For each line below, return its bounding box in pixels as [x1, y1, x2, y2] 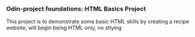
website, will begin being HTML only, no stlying [6, 24, 122, 31]
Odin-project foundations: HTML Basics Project [6, 5, 146, 13]
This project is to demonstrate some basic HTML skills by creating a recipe [6, 18, 190, 25]
